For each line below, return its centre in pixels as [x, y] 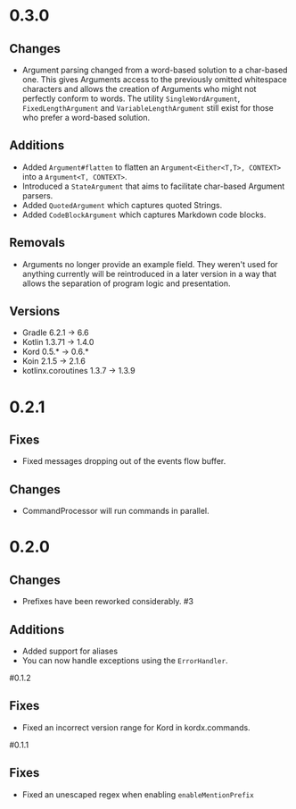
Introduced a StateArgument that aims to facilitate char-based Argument [153, 186]
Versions [35, 312]
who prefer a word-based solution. [86, 118]
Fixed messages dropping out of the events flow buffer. [124, 461]
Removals [37, 243]
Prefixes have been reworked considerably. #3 [108, 602]
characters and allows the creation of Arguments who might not [139, 89]
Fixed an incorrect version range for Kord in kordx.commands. [136, 727]
